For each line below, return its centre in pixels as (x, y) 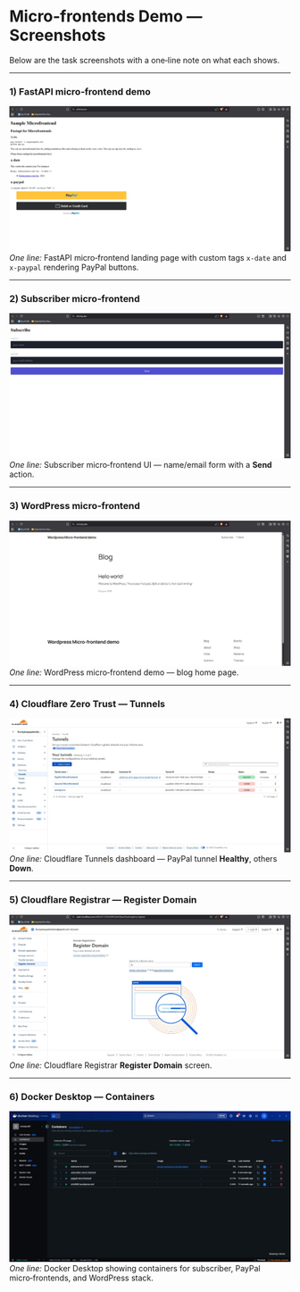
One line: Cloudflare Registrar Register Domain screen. (111, 1065)
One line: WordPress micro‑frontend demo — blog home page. (124, 672)
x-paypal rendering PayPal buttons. (74, 267)
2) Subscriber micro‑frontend (75, 299)
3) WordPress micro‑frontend (75, 506)
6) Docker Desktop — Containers (82, 1097)
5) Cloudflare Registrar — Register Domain (103, 900)
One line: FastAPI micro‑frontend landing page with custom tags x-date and (148, 258)
